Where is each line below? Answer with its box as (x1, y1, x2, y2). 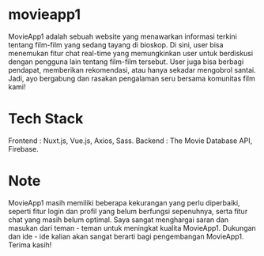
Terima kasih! (8, 239, 52, 250)
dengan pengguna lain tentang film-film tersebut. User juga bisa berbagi (8, 57, 244, 66)
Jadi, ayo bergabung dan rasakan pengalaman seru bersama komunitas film (8, 73, 255, 83)
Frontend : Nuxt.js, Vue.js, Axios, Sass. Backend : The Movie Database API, (8, 136, 253, 145)
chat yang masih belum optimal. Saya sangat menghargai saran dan (8, 215, 229, 224)
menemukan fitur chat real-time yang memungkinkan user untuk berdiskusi (8, 48, 254, 58)
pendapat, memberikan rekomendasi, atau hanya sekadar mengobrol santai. (8, 65, 256, 74)
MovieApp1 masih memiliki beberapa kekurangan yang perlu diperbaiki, (8, 198, 240, 207)
